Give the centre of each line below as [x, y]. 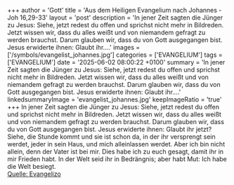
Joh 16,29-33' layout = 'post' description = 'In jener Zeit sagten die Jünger [115, 18]
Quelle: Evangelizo [34, 174]
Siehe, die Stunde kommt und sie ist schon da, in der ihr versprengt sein [111, 137]
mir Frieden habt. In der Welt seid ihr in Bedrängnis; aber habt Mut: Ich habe [117, 159]
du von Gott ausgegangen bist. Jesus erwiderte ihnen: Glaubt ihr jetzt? [110, 129]
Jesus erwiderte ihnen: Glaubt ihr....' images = [74, 47]
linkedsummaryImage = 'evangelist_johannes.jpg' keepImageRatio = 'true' [115, 100]
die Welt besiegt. [32, 166]
